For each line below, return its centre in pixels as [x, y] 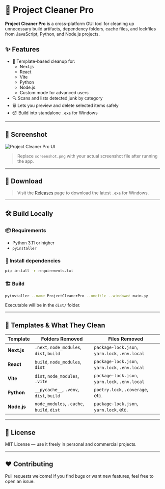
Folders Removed [62, 339]
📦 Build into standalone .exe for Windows [55, 113]
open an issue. [20, 481]
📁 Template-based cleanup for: [43, 61]
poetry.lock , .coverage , [121, 389]
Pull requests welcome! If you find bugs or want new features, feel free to [79, 476]
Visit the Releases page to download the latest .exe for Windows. [83, 193]
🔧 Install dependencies [33, 260]
